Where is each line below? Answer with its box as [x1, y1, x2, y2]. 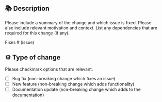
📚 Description [5, 4, 49, 13]
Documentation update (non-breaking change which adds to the [12, 87, 141, 92]
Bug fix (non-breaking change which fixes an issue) [12, 75, 115, 81]
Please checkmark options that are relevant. [5, 66, 93, 72]
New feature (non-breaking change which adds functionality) [12, 81, 135, 87]
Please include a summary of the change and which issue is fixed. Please [5, 19, 152, 26]
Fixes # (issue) [5, 39, 34, 45]
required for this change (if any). [5, 30, 70, 36]
